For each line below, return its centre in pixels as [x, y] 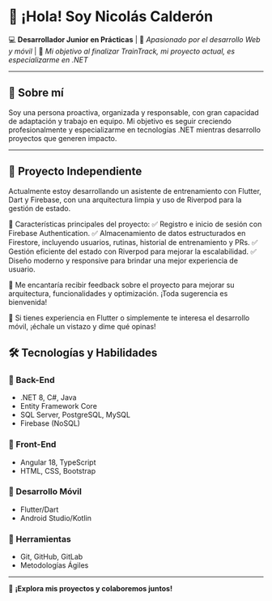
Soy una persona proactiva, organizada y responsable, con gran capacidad [134, 112]
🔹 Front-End [32, 444]
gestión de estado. [40, 208]
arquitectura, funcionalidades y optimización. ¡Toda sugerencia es [118, 293]
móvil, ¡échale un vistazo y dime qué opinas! [82, 326]
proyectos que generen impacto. [63, 138]
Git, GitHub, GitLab [51, 557]
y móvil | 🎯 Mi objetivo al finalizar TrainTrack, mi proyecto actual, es [122, 51]
